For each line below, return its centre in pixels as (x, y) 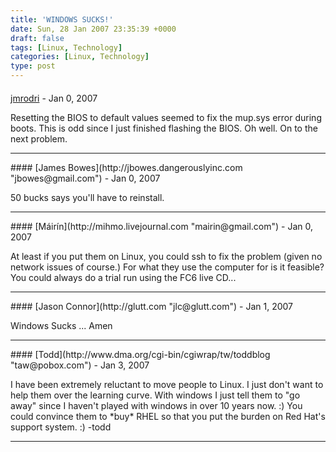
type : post (33, 66)
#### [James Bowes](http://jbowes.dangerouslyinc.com (126, 167)
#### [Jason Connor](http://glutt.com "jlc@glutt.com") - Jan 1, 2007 (152, 306)
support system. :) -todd (61, 427)
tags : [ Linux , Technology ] (66, 47)
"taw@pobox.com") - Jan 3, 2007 (80, 365)
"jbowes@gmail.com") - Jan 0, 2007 (85, 178)
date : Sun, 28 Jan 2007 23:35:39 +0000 (93, 29)
